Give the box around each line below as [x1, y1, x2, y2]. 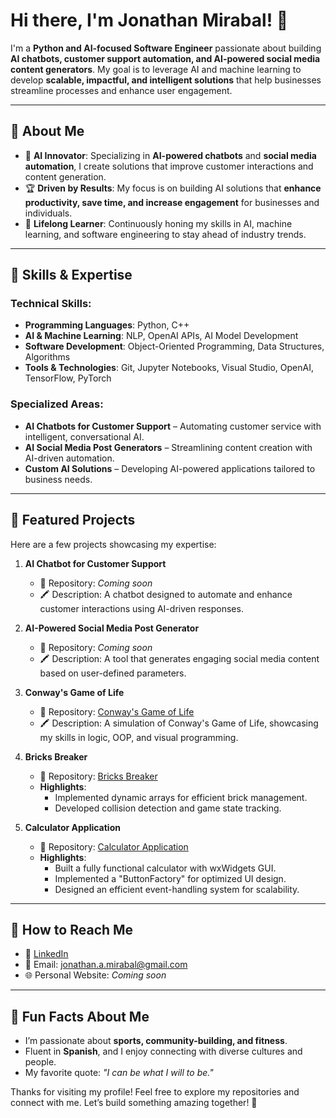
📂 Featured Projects [10, 512, 136, 529]
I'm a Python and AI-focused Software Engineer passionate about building [10, 42, 322, 54]
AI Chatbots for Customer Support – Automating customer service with [24, 420, 322, 432]
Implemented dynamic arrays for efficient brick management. [54, 791, 308, 803]
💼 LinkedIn [24, 948, 69, 960]
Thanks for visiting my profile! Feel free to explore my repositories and [10, 1086, 300, 1098]
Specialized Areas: [10, 397, 104, 411]
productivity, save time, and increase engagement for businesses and [24, 196, 320, 208]
